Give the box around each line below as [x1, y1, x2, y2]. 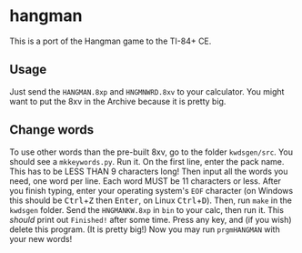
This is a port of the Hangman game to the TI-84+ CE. [9, 35, 212, 46]
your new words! [9, 233, 73, 244]
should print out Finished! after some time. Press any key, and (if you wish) [9, 214, 293, 225]
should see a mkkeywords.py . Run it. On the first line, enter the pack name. [9, 156, 285, 167]
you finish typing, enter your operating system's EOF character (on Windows [9, 185, 294, 196]
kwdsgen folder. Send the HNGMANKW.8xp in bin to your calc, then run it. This [9, 204, 285, 215]
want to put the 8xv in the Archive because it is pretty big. [9, 96, 226, 106]
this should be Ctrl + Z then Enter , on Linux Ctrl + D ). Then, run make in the [9, 195, 293, 206]
